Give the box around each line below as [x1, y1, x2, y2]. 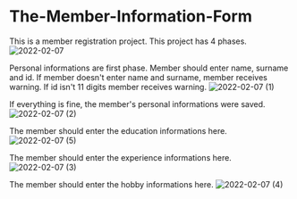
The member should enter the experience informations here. [9, 152, 233, 162]
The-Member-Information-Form [9, 6, 252, 27]
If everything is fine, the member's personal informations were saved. [9, 98, 266, 109]
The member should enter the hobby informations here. [9, 178, 214, 189]
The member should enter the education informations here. [9, 125, 228, 136]
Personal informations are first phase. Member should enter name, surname [9, 62, 289, 73]
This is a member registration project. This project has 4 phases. [9, 36, 248, 46]
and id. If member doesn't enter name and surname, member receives [9, 71, 268, 82]
